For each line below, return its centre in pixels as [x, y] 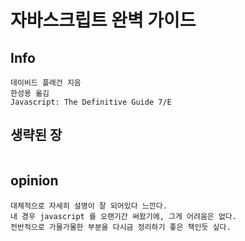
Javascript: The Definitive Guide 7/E [91, 102]
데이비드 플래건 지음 [46, 83]
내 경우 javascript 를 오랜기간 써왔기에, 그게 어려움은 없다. [123, 216]
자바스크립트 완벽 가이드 [103, 20]
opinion [34, 181]
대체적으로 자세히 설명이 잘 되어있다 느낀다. [89, 206]
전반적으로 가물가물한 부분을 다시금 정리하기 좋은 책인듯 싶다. [121, 227]
